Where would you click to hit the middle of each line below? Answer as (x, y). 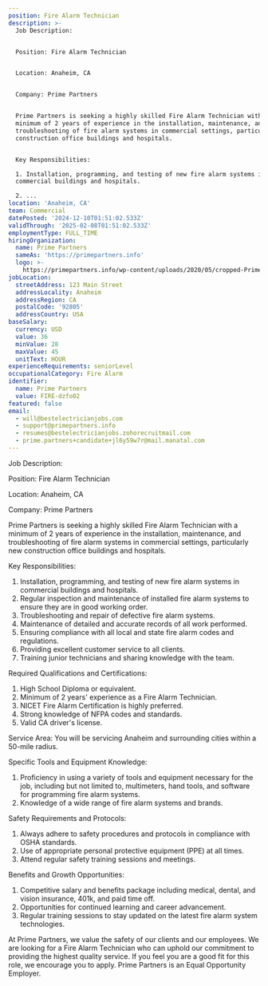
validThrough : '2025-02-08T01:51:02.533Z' (80, 225)
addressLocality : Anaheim (59, 292)
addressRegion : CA (46, 300)
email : (19, 411)
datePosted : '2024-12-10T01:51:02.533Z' (77, 218)
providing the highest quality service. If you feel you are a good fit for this (129, 956)
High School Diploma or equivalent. (78, 688)
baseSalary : (28, 322)
